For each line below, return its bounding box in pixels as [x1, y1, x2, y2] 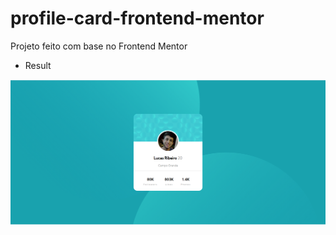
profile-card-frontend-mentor [10, 7, 265, 30]
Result [24, 59, 52, 71]
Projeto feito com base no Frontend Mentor [10, 40, 188, 52]
